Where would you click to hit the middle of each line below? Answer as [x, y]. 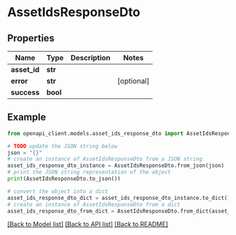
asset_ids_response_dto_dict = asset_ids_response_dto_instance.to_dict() [119, 198]
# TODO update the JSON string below [63, 146]
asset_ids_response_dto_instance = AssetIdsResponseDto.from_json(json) [116, 166]
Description [91, 58]
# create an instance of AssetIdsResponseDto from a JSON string [105, 159]
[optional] [133, 81]
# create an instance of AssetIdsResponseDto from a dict [94, 204]
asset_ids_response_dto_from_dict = [61, 211]
